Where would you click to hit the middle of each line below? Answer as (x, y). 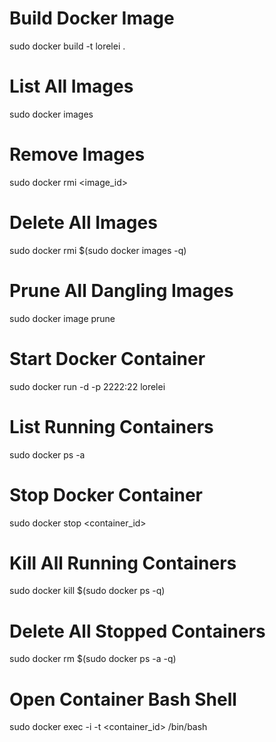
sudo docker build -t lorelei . (67, 46)
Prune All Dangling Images (121, 290)
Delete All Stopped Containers (137, 631)
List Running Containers (111, 426)
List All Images (71, 86)
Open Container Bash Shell (123, 699)
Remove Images (77, 154)
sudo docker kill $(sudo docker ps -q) (87, 591)
